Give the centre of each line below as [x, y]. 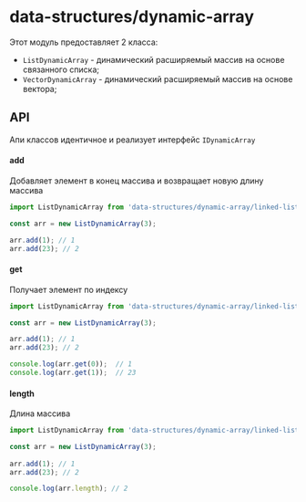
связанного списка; [61, 69]
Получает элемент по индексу [69, 289]
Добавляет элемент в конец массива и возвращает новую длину [137, 181]
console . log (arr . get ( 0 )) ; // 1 [71, 364]
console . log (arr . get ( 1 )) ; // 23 [73, 373]
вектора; [40, 89]
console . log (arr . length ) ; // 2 [69, 489]
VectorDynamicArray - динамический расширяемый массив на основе [158, 78]
